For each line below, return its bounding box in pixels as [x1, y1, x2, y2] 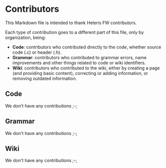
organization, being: [5, 34, 46, 40]
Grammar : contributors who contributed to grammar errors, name [12, 54, 147, 60]
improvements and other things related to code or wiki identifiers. [12, 60, 146, 66]
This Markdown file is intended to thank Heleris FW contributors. [5, 20, 137, 26]
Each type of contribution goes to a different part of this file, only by [5, 29, 144, 35]
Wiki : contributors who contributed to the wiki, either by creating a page [12, 65, 160, 71]
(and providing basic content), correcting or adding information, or [12, 70, 149, 76]
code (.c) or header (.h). [12, 49, 62, 55]
